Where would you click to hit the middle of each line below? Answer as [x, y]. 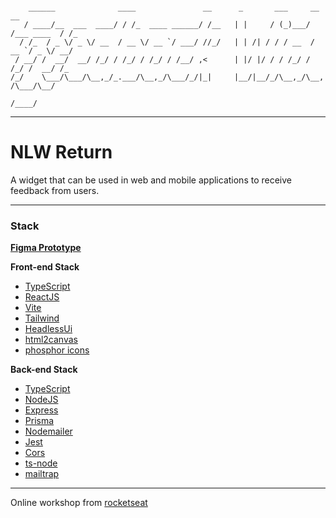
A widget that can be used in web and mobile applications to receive [151, 180]
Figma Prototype [46, 248]
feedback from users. [55, 190]
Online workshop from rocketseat [79, 503]
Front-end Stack [45, 267]
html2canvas [51, 340]
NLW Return [61, 152]
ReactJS [42, 297]
